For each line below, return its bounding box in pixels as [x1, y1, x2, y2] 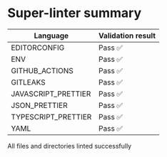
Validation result [98, 31, 156, 40]
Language [34, 31, 69, 40]
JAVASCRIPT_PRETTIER [11, 89, 91, 99]
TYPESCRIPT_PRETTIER [11, 112, 92, 121]
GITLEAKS [11, 77, 46, 87]
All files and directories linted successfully [7, 141, 132, 150]
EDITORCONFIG [11, 43, 65, 53]
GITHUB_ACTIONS [11, 65, 74, 75]
